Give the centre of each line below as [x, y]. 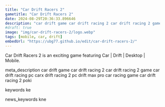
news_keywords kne [26, 99]
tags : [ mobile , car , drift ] [34, 37]
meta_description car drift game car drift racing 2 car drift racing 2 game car [82, 70]
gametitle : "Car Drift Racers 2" [39, 14]
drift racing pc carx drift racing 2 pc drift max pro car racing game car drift [80, 75]
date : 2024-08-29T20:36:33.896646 [41, 19]
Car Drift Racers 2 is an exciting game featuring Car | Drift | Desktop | [75, 55]
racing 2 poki [18, 80]
